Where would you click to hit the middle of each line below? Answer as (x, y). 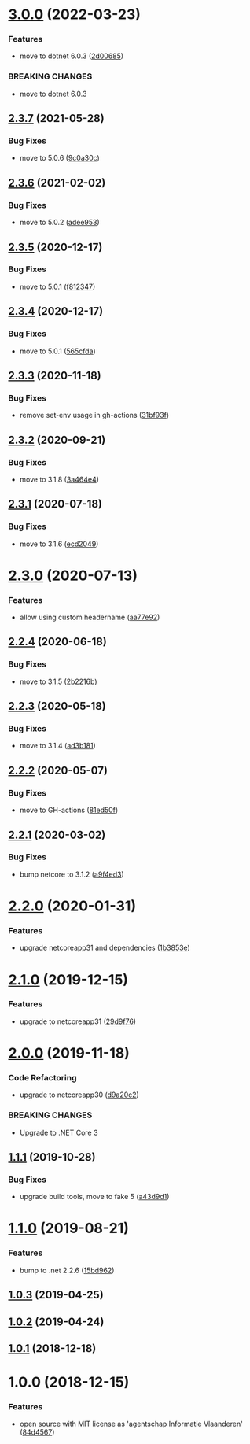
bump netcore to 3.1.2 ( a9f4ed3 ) (72, 874)
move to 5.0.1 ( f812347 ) (57, 286)
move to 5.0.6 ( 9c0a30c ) (59, 158)
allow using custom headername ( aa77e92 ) (90, 617)
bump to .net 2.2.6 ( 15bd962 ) (67, 1270)
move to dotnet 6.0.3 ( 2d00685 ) (72, 56)
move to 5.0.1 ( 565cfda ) (57, 351)
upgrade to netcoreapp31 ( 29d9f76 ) (77, 1021)
